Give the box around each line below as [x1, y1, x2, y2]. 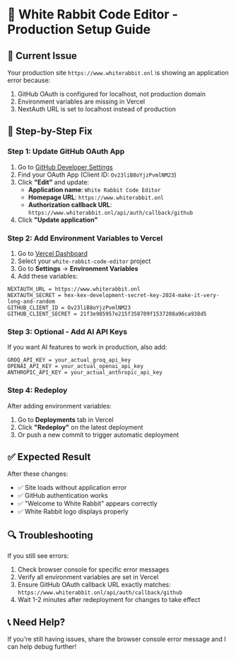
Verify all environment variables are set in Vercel [17, 573, 159, 581]
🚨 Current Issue [7, 50, 78, 62]
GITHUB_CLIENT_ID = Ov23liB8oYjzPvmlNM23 [7, 304, 131, 311]
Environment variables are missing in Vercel [17, 97, 146, 106]
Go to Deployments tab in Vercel [17, 415, 114, 424]
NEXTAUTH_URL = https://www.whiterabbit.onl [7, 285, 141, 293]
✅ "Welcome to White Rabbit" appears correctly [17, 499, 158, 508]
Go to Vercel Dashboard [17, 249, 88, 257]
